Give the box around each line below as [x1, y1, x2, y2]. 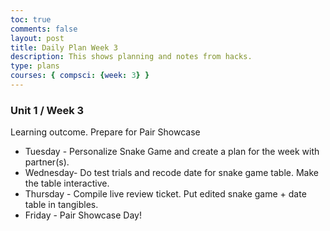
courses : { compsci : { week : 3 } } [10, 71, 150, 81]
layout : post [10, 33, 65, 43]
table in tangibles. [24, 199, 99, 211]
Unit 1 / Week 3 [10, 103, 85, 117]
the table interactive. [24, 177, 110, 190]
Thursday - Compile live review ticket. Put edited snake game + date [24, 188, 307, 200]
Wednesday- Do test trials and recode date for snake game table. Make [24, 167, 319, 179]
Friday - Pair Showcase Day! [24, 209, 143, 221]
